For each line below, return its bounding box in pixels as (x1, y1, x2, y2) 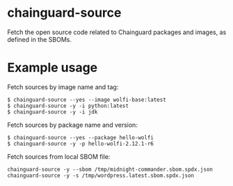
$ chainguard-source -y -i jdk (7, 108, 98, 116)
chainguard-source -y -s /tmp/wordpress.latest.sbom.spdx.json (7, 172, 195, 179)
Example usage (7, 60, 98, 76)
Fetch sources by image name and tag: (7, 82, 119, 91)
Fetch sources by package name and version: (7, 121, 138, 129)
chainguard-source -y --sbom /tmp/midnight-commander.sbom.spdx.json (7, 166, 214, 173)
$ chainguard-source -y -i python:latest (7, 102, 129, 109)
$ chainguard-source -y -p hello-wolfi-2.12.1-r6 (7, 140, 154, 147)
